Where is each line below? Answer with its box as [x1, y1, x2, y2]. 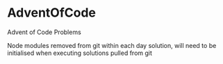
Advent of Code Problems [7, 28, 81, 36]
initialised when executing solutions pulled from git [7, 49, 153, 57]
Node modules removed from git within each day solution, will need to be [7, 41, 217, 49]
